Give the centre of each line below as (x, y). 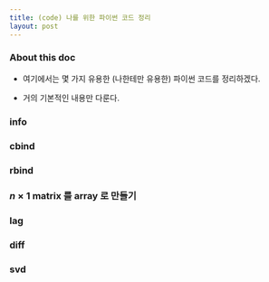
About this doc (43, 58)
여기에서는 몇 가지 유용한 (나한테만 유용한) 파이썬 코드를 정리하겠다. (141, 79)
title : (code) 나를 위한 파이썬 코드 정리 (80, 18)
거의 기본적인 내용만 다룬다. (71, 98)
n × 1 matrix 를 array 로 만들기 (73, 196)
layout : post (34, 26)
